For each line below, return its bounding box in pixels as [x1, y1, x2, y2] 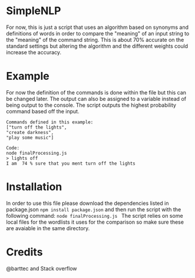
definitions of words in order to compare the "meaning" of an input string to [6, 30, 190, 37]
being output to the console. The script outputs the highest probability [6, 102, 177, 109]
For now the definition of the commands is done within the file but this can [6, 89, 187, 96]
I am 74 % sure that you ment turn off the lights [6, 161, 135, 166]
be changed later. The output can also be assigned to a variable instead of [6, 95, 187, 102]
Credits [6, 246, 43, 259]
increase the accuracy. [6, 48, 62, 55]
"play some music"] [6, 135, 54, 140]
